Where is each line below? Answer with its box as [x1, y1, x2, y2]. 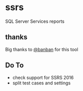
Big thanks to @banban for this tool [5, 46, 78, 52]
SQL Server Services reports [5, 18, 65, 24]
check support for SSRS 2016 [12, 74, 74, 80]
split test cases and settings [12, 80, 71, 86]
